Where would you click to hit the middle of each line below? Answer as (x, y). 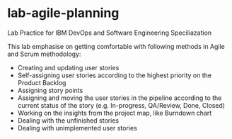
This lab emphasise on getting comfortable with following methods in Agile (116, 46)
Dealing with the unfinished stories (68, 120)
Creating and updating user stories (68, 67)
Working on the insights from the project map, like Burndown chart (115, 113)
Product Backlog (42, 82)
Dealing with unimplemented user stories (77, 128)
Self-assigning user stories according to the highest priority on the (115, 75)
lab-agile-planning (63, 13)
